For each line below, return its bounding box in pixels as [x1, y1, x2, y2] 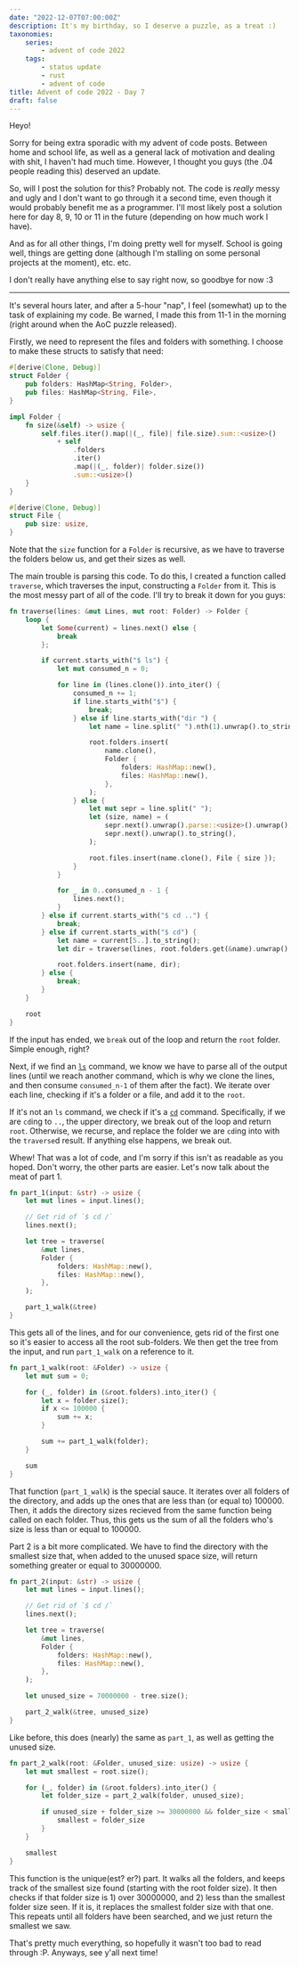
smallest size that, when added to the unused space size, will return [9, 1550, 258, 1561]
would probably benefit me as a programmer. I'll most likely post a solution [9, 202, 283, 213]
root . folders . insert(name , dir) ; [56, 960, 181, 970]
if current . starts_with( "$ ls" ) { [41, 656, 169, 665]
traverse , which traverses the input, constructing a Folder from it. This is [9, 580, 277, 591]
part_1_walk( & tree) [25, 1303, 98, 1312]
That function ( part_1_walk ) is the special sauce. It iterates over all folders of [9, 1486, 290, 1496]
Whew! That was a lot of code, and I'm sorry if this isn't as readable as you [9, 1152, 284, 1163]
